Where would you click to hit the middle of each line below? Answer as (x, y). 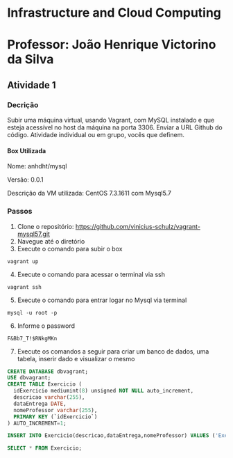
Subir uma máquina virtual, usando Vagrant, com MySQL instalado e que (111, 120)
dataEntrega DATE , (40, 404)
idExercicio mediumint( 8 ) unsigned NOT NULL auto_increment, (104, 391)
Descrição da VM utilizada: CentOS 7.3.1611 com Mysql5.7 (89, 194)
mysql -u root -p (32, 313)
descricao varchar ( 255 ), (49, 397)
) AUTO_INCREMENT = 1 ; (37, 423)
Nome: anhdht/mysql (37, 166)
